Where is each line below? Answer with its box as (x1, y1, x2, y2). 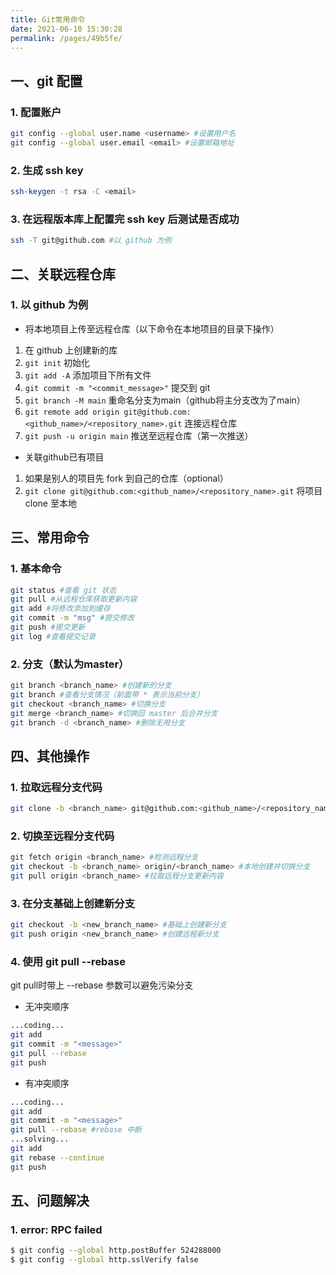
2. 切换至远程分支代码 (10, 829, 115, 843)
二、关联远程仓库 (10, 266, 116, 283)
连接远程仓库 (184, 417, 238, 429)
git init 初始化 (24, 356, 91, 368)
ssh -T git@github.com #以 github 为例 (10, 236, 172, 246)
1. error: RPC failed (10, 1222, 103, 1236)
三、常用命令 (10, 529, 90, 546)
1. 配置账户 (10, 105, 62, 119)
